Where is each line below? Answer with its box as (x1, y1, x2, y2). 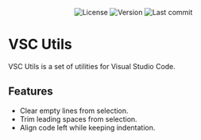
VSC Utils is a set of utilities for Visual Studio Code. (8, 61, 176, 71)
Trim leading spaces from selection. (19, 114, 137, 123)
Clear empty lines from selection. (19, 106, 129, 115)
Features (8, 84, 53, 99)
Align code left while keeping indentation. (19, 122, 156, 132)
